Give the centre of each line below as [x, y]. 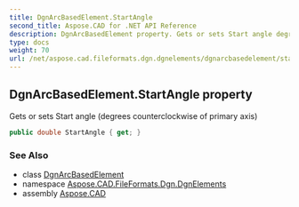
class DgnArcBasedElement [73, 174]
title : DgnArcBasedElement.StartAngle [81, 17]
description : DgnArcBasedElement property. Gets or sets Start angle [141, 34]
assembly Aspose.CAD [64, 193]
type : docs [29, 42]
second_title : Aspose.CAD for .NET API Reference [103, 26]
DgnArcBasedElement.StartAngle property [131, 95]
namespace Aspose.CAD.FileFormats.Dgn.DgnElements [124, 184]
